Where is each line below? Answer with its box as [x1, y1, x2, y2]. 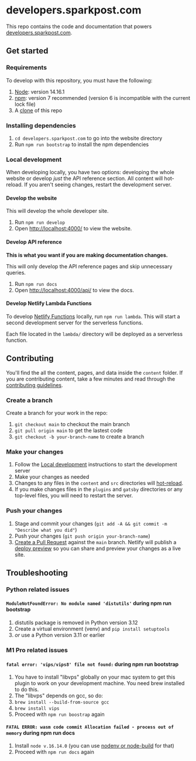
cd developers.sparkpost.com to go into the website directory [14, 134, 163, 141]
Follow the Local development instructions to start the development [14, 461, 177, 468]
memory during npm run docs [6, 729, 75, 736]
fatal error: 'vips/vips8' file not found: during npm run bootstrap [6, 660, 179, 667]
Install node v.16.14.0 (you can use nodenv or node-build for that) [14, 742, 174, 749]
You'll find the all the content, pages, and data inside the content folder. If [6, 369, 183, 376]
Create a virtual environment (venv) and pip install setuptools [14, 625, 170, 632]
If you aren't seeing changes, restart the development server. [24, 181, 172, 188]
